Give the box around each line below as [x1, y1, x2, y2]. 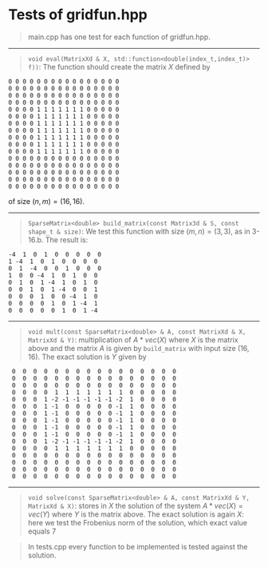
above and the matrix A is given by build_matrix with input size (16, [27, 343, 250, 353]
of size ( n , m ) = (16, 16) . [8, 196, 85, 206]
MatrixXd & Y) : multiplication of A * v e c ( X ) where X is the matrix [27, 334, 238, 345]
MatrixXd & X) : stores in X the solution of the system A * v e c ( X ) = [27, 501, 243, 510]
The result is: [45, 234, 89, 245]
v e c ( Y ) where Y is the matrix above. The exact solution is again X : [27, 509, 245, 519]
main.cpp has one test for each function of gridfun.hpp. [27, 32, 211, 42]
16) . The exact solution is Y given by [27, 352, 147, 361]
